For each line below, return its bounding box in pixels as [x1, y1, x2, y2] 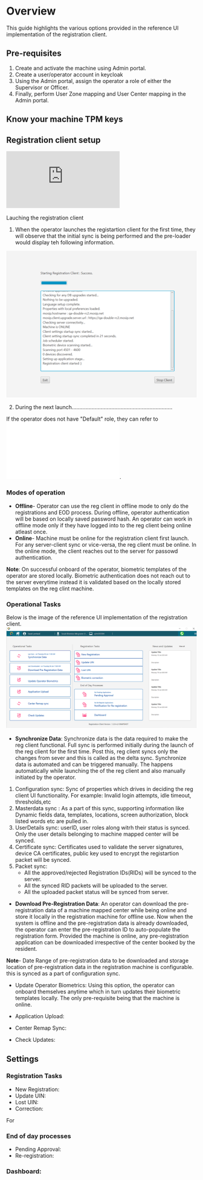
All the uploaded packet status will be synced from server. [24, 888, 169, 896]
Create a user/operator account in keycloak [14, 71, 123, 78]
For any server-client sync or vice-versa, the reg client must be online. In [14, 541, 197, 548]
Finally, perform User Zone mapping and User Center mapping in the [14, 90, 186, 98]
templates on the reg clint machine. [6, 585, 94, 592]
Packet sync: [14, 862, 48, 870]
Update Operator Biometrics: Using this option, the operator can [14, 982, 175, 989]
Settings [6, 1053, 39, 1064]
